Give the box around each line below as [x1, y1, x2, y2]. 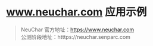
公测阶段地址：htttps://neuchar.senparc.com [20, 33, 131, 40]
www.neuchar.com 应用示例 [6, 5, 147, 19]
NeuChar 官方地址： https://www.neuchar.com [20, 26, 135, 33]
